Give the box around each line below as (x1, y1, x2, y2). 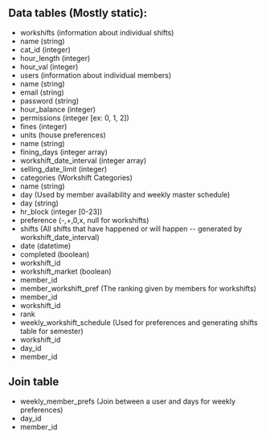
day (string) (19, 198, 59, 208)
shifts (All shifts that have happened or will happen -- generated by (19, 224, 243, 234)
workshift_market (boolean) (19, 266, 112, 276)
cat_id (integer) (19, 44, 71, 55)
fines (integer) (19, 121, 68, 131)
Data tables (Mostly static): (8, 6, 148, 20)
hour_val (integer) (19, 62, 79, 71)
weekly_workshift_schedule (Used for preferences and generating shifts (19, 317, 259, 327)
